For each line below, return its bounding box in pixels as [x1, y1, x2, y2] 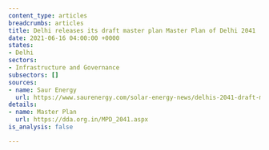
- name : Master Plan [8, 109, 78, 116]
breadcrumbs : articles [8, 19, 84, 27]
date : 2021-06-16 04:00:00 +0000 [8, 34, 120, 42]
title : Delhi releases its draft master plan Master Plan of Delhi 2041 [8, 26, 256, 34]
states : [8, 41, 34, 49]
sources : [8, 78, 38, 86]
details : [8, 101, 38, 109]
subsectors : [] [8, 71, 59, 79]
